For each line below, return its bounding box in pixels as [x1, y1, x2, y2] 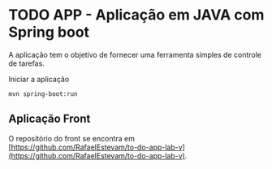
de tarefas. [8, 58, 45, 68]
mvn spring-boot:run [8, 89, 79, 98]
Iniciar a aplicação [8, 74, 70, 84]
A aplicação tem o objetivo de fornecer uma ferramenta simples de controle [8, 50, 262, 59]
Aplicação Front [8, 112, 91, 126]
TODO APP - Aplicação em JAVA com [8, 6, 265, 24]
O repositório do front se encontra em [8, 133, 136, 143]
